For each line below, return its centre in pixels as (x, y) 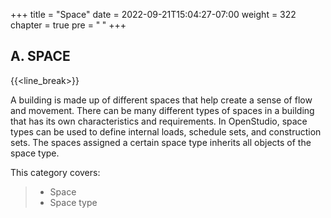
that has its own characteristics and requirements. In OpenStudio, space (159, 121)
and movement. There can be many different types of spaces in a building (162, 110)
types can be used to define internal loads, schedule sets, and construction (166, 131)
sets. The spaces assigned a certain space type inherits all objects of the (161, 142)
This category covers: (55, 172)
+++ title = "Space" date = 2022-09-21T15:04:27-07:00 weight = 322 (153, 14)
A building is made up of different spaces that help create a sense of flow (161, 100)
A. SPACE (40, 56)
